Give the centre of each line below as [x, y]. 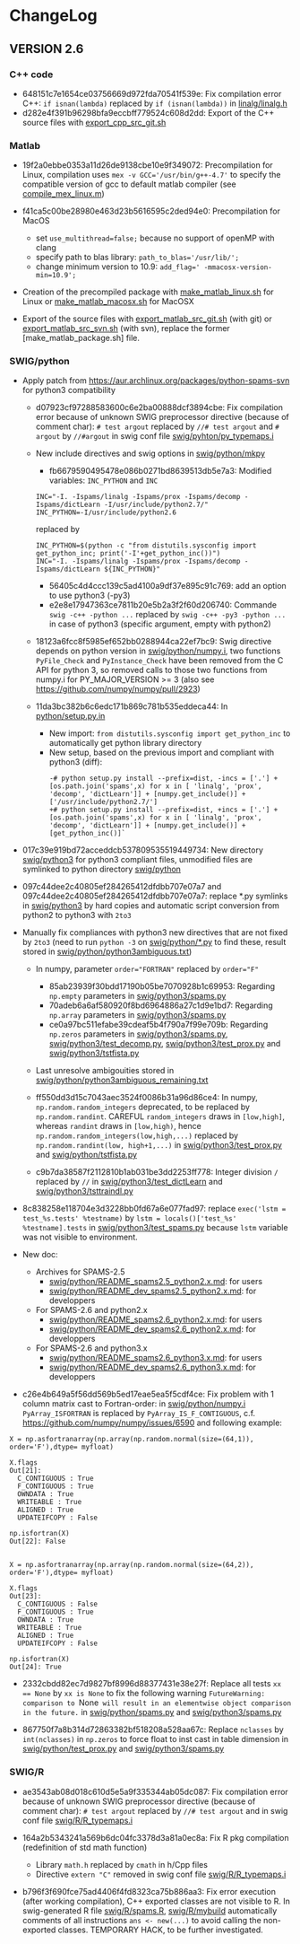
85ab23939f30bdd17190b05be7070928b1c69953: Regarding [162, 986]
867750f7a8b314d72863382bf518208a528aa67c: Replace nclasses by [153, 1729]
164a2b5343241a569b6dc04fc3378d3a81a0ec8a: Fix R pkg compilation [155, 1837]
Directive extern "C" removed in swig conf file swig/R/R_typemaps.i [161, 1874]
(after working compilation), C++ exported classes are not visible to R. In [156, 1901]
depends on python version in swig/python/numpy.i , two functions [158, 651]
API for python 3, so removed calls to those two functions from [151, 670]
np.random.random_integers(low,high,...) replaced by [137, 1135]
